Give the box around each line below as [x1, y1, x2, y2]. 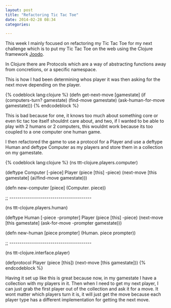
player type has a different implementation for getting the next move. [5, 297, 150, 303]
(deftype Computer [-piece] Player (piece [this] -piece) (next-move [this [5, 169, 157, 175]
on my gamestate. [5, 149, 43, 156]
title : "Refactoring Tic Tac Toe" [5, 12, 79, 17]
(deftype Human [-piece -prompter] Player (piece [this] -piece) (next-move [5, 214, 163, 221]
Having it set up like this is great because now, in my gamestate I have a [5, 275, 157, 281]
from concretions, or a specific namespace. [5, 67, 97, 73]
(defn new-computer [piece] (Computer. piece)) [5, 185, 106, 191]
